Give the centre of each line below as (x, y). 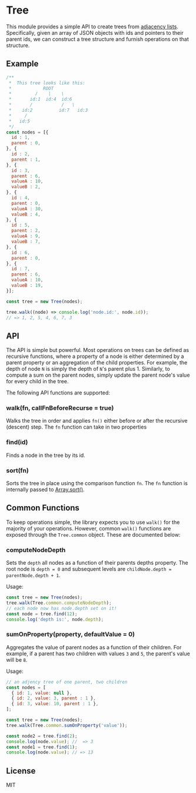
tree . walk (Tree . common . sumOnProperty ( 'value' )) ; (67, 725)
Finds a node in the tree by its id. (46, 455)
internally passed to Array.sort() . (45, 490)
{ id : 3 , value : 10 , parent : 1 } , (55, 704)
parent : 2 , (26, 231)
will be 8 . (17, 659)
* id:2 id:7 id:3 (48, 110)
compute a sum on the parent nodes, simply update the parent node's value (98, 375)
